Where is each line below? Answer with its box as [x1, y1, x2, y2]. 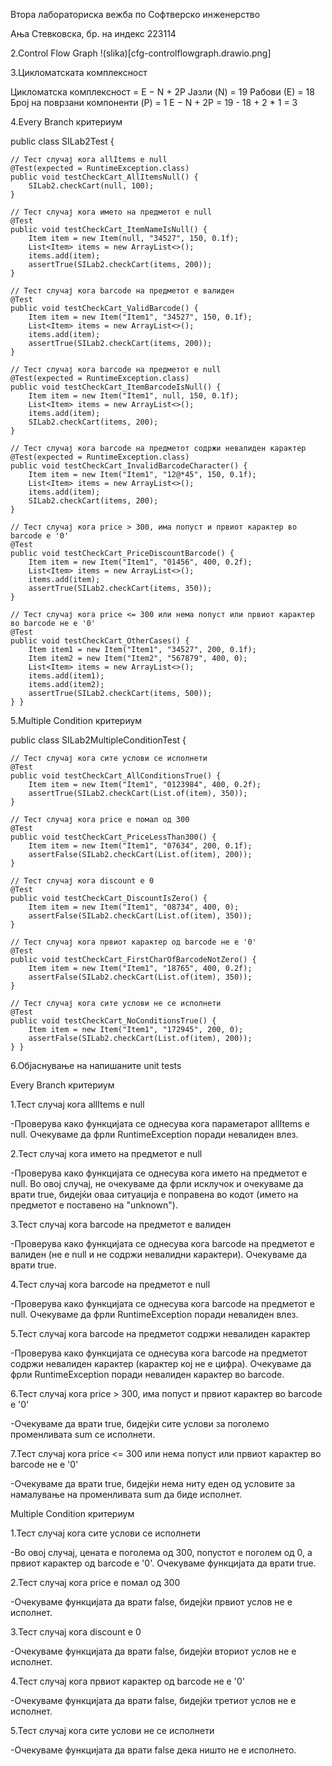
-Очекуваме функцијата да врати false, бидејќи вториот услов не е [10, 1645, 297, 1657]
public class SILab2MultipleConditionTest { [10, 734, 187, 746]
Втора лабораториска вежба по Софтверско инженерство [10, 9, 261, 20]
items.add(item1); [28, 671, 105, 681]
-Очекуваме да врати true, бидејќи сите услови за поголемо [10, 1418, 270, 1429]
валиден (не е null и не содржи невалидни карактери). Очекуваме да [10, 1249, 308, 1260]
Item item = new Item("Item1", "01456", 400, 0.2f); [28, 557, 253, 567]
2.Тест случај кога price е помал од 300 [10, 1577, 181, 1588]
